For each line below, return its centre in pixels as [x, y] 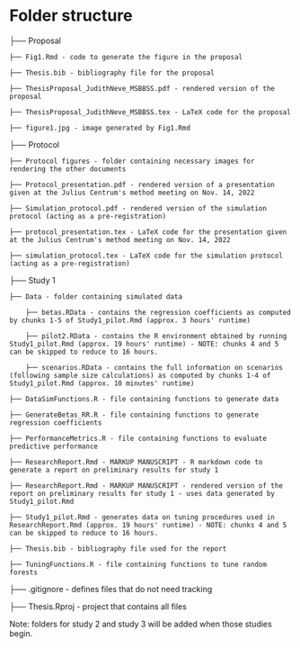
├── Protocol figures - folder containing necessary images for [132, 161]
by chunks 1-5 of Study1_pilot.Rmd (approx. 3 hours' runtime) [130, 320]
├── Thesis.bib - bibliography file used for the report [118, 549]
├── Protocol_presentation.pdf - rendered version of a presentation [142, 184]
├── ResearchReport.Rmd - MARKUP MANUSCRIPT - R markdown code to [136, 462]
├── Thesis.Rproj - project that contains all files [98, 606]
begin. [21, 633]
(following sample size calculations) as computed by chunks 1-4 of [140, 375]
